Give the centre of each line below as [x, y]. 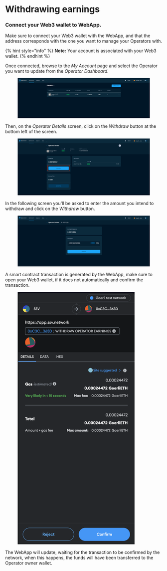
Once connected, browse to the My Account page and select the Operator [82, 66]
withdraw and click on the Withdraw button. [50, 209]
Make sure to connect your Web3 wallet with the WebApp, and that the [78, 36]
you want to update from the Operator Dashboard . [57, 71]
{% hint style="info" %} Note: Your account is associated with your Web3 [81, 51]
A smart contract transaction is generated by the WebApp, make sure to [79, 274]
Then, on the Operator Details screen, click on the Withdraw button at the [81, 126]
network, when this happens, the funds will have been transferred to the [79, 557]
